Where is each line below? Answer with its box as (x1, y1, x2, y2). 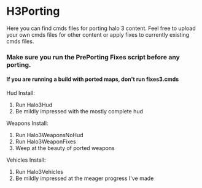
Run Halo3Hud (15, 101, 53, 108)
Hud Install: (6, 89, 35, 97)
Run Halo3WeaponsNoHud (15, 132, 84, 139)
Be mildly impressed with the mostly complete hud (15, 108, 143, 115)
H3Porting (6, 4, 60, 18)
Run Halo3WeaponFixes (15, 138, 77, 145)
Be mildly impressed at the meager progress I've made (15, 175, 154, 182)
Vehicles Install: (6, 156, 46, 164)
